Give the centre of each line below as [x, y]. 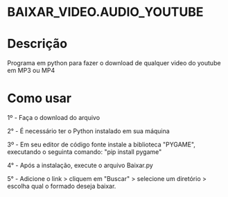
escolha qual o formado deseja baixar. [62, 186]
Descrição [37, 44]
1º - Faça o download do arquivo [54, 118]
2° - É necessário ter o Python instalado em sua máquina [88, 131]
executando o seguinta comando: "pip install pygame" [85, 152]
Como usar [40, 98]
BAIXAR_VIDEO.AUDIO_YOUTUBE [105, 12]
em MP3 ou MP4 [31, 71]
